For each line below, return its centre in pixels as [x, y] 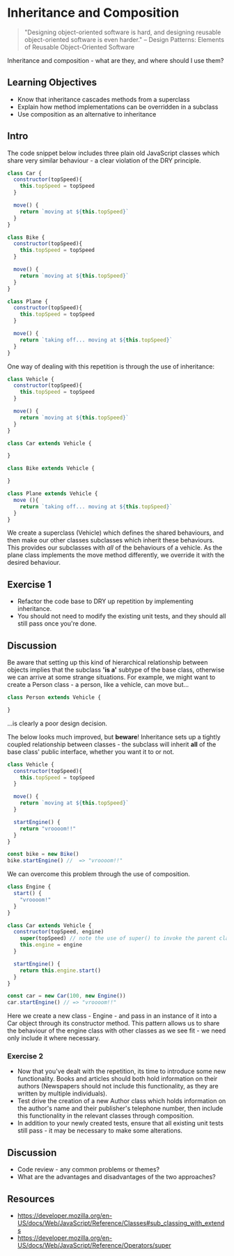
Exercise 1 [30, 584]
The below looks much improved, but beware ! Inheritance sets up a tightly [114, 737]
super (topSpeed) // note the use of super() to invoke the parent [118, 938]
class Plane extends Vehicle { [53, 494]
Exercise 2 [25, 1056]
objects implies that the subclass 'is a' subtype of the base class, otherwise [116, 670]
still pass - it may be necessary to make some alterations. [100, 1131]
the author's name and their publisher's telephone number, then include [120, 1109]
